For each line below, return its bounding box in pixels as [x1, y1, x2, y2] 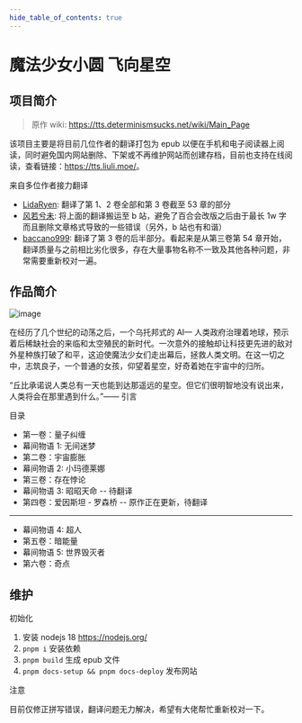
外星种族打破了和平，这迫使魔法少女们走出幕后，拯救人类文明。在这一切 [9, 349, 277, 360]
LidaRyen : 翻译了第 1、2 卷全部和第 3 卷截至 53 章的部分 [22, 199, 232, 210]
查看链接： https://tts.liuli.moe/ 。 [24, 160, 145, 171]
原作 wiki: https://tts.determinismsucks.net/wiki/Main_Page [31, 119, 250, 130]
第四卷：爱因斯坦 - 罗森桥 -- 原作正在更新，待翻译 [22, 497, 209, 508]
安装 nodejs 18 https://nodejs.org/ [22, 632, 147, 643]
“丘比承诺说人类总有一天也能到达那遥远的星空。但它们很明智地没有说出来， [9, 380, 289, 391]
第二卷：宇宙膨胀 [22, 452, 86, 463]
